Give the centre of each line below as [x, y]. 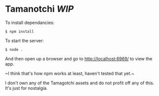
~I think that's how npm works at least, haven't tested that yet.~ [70, 73]
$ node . [14, 49]
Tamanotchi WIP [39, 9]
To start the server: [25, 41]
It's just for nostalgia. [26, 88]
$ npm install [20, 31]
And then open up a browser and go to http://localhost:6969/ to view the [79, 59]
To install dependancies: [30, 23]
